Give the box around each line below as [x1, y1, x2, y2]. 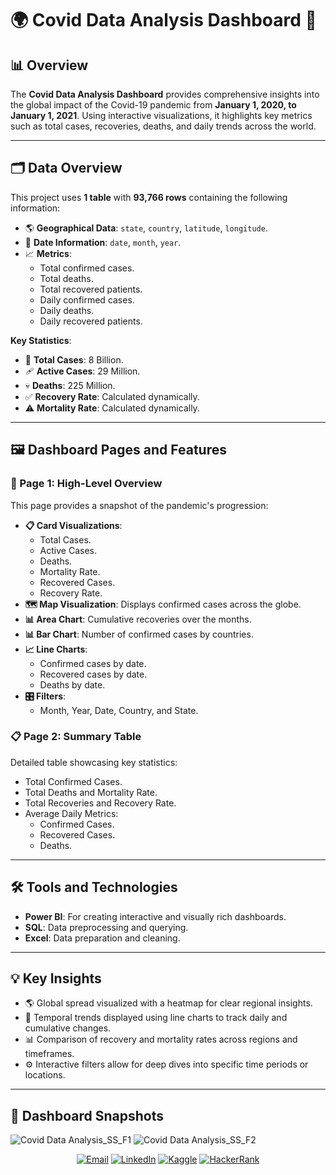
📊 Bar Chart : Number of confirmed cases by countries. [24, 628, 254, 640]
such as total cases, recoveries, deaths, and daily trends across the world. [10, 120, 317, 132]
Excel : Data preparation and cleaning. [24, 932, 181, 944]
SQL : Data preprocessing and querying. [24, 921, 189, 933]
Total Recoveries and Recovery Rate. [24, 797, 177, 809]
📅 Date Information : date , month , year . [24, 236, 182, 248]
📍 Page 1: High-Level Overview [10, 477, 163, 491]
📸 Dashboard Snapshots [10, 1107, 164, 1124]
